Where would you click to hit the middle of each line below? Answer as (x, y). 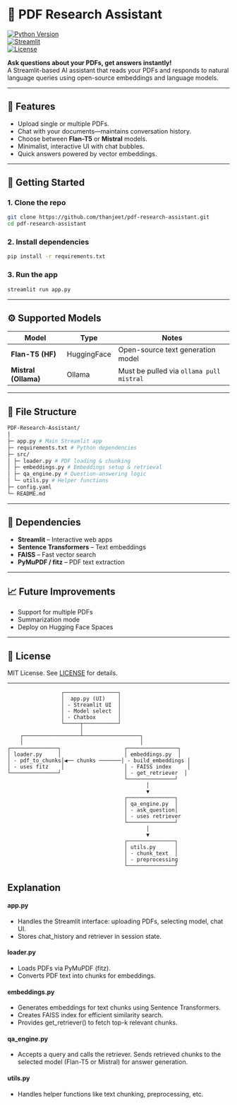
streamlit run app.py (39, 289)
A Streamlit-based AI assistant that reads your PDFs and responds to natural (118, 70)
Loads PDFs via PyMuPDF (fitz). (64, 969)
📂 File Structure (42, 412)
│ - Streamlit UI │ (91, 705)
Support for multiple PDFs (55, 612)
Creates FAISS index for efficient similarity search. (90, 1015)
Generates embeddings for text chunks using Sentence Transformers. (119, 1007)
